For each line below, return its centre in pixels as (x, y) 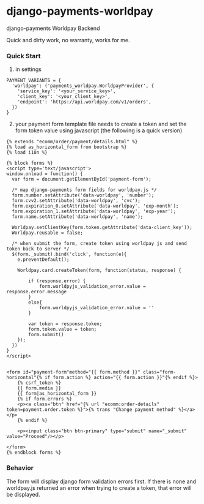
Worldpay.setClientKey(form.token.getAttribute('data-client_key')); (102, 228)
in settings (28, 69)
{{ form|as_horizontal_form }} (57, 394)
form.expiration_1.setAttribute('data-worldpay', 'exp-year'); (94, 212)
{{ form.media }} (39, 388)
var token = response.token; (65, 324)
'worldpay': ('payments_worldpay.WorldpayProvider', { (83, 86)
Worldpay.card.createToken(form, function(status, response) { (100, 271)
